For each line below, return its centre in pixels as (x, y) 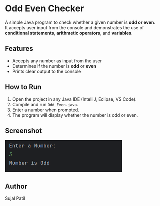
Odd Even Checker (45, 9)
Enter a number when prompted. (46, 110)
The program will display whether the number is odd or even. (75, 115)
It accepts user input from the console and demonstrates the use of (75, 27)
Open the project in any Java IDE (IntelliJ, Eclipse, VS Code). (74, 99)
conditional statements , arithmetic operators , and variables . (69, 33)
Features (19, 49)
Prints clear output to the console (47, 71)
